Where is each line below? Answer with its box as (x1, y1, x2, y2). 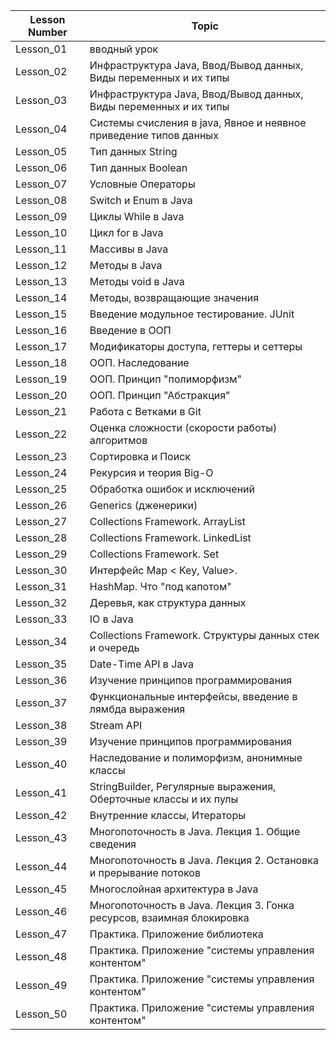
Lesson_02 (15, 65, 68, 78)
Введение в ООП (89, 324, 172, 337)
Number (27, 25, 68, 39)
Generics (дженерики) (89, 499, 198, 512)
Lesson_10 (15, 226, 68, 239)
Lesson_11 (15, 242, 68, 256)
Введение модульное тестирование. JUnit (89, 307, 295, 321)
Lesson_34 (15, 635, 68, 648)
